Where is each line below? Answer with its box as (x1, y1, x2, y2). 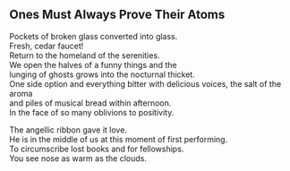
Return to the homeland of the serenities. (9, 49, 160, 61)
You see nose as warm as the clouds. (9, 152, 148, 164)
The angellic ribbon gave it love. (9, 124, 128, 135)
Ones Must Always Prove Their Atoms (9, 7, 226, 22)
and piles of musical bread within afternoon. (9, 98, 172, 108)
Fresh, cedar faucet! (9, 40, 84, 51)
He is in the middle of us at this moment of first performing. (9, 133, 228, 144)
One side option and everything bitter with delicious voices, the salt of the (9, 78, 282, 89)
